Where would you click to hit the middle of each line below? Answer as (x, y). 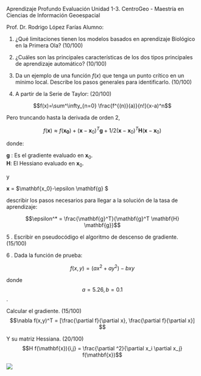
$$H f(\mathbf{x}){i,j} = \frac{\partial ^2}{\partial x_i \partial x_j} (102, 348)
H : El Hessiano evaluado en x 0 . (45, 164)
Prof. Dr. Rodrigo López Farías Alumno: (55, 27)
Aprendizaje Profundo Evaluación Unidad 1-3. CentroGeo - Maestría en (95, 9)
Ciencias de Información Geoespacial (53, 15)
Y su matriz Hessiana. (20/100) (45, 339)
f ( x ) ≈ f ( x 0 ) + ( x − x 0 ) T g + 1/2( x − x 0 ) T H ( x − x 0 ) (102, 131)
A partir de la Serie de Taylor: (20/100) (63, 94)
